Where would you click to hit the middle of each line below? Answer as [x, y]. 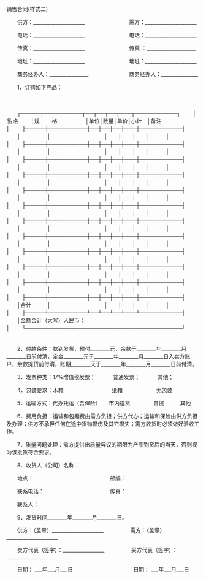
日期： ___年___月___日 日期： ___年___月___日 [103, 569]
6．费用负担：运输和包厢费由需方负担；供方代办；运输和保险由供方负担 [107, 416]
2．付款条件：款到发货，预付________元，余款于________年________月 [102, 349]
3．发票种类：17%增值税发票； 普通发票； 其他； [95, 377]
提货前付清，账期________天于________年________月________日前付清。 [111, 364]
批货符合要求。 [34, 452]
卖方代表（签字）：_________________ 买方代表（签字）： [97, 550]
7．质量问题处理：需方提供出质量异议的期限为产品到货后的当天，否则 [104, 444]
